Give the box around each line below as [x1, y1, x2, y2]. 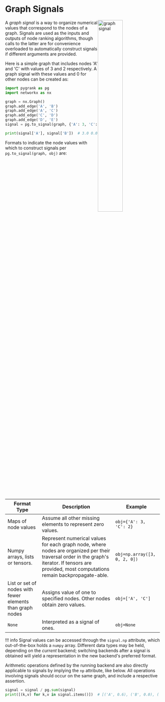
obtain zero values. [41, 601, 86, 608]
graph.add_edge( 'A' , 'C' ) [5, 108, 58, 113]
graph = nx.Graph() [5, 99, 45, 104]
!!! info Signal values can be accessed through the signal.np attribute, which [5, 637, 160, 643]
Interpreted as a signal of [41, 618, 100, 625]
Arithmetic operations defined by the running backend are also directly [5, 662, 148, 668]
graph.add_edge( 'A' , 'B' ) [5, 104, 58, 109]
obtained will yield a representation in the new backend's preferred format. [5, 652, 157, 659]
